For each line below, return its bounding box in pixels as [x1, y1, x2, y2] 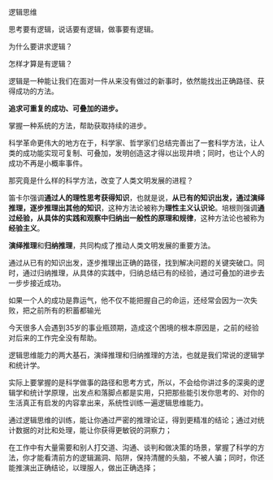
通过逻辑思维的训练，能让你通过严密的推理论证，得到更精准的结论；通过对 [8, 415, 258, 425]
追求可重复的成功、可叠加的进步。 [8, 104, 123, 113]
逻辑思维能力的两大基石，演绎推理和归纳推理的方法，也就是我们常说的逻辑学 [8, 350, 265, 360]
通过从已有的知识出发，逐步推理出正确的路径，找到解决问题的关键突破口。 [8, 258, 258, 267]
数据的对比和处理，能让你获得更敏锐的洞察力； [15, 426, 172, 435]
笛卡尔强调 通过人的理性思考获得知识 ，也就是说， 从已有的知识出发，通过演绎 [8, 193, 265, 202]
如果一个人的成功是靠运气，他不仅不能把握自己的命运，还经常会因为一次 [8, 296, 250, 305]
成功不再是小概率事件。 [8, 158, 87, 168]
